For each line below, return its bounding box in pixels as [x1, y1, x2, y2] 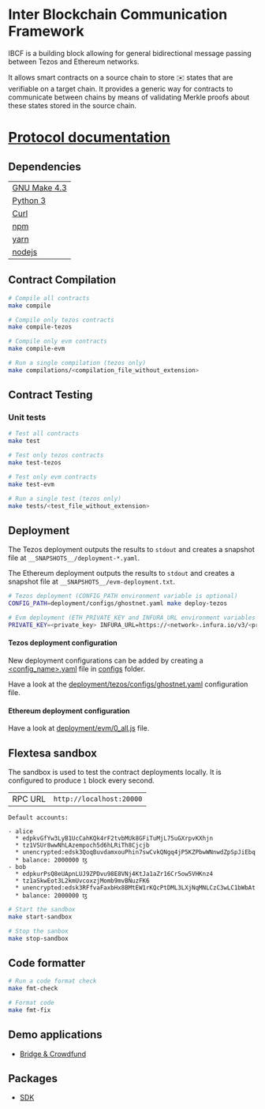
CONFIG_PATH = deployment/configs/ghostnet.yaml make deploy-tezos [8, 600, 227, 607]
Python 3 [12, 195, 46, 206]
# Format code [8, 999, 55, 1007]
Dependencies [8, 160, 81, 173]
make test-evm [8, 480, 55, 488]
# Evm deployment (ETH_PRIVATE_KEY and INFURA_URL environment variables [8, 614, 256, 622]
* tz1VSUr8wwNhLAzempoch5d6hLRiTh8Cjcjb [15, 841, 150, 849]
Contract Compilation [8, 273, 117, 287]
